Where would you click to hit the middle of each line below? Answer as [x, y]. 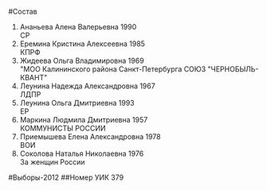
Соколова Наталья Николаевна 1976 [82, 153]
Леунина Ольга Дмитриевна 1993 [77, 103]
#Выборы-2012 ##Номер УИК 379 [66, 177]
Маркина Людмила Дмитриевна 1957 [84, 120]
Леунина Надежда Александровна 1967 [87, 86]
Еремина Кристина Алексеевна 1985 [82, 44]
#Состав [23, 12]
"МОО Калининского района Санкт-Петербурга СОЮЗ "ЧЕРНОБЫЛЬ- [139, 69]
